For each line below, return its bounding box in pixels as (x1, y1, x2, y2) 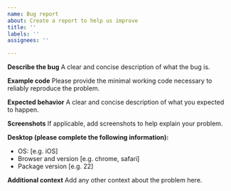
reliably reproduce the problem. (7, 84, 100, 93)
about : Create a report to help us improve (7, 17, 139, 24)
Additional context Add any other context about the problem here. (7, 176, 203, 185)
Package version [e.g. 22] (17, 162, 94, 171)
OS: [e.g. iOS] (17, 147, 58, 155)
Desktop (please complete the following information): (7, 133, 169, 142)
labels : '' (7, 30, 40, 38)
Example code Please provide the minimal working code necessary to (7, 76, 213, 86)
